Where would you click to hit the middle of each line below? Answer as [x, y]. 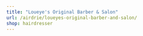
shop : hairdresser [30, 23]
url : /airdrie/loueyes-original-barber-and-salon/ [72, 18]
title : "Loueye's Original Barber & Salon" [62, 12]
